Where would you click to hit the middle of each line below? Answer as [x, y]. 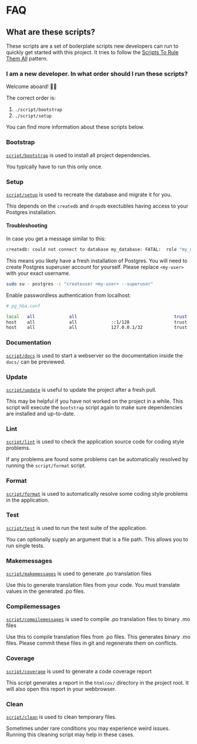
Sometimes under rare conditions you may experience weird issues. [88, 728]
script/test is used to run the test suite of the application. [77, 528]
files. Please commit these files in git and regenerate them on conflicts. [92, 643]
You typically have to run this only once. [54, 166]
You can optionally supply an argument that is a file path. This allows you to [97, 539]
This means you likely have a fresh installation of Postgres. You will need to [97, 261]
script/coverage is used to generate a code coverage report [79, 671]
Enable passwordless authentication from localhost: [69, 295]
